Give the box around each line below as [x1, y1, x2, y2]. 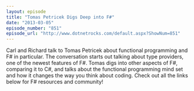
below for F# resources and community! [6, 78, 104, 86]
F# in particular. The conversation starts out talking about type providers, [6, 53, 184, 60]
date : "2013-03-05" [6, 19, 54, 25]
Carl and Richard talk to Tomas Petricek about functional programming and [6, 47, 188, 54]
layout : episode [6, 8, 46, 15]
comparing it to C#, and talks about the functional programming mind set [6, 66, 183, 73]
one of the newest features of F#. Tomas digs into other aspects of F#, [6, 60, 178, 67]
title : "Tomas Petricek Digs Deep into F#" [6, 14, 115, 20]
